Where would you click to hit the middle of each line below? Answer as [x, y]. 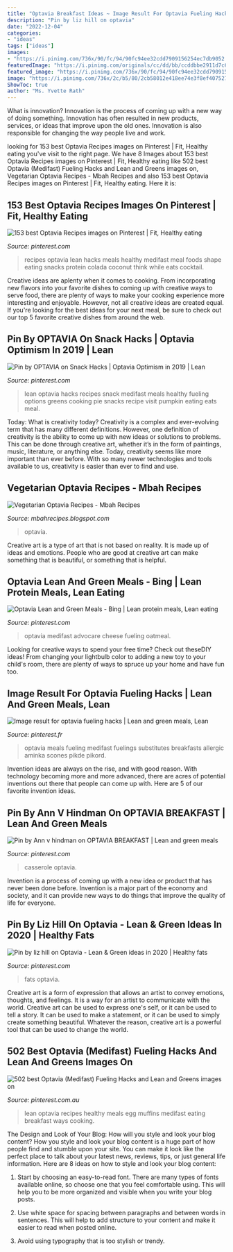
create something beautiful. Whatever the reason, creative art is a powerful [114, 1022]
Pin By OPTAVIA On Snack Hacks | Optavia [101, 339]
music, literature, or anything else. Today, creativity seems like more [104, 451]
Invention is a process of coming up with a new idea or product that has [110, 880]
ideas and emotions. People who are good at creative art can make [103, 552]
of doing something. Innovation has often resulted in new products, [103, 118]
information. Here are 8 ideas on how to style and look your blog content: [112, 1163]
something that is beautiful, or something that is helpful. [87, 560]
